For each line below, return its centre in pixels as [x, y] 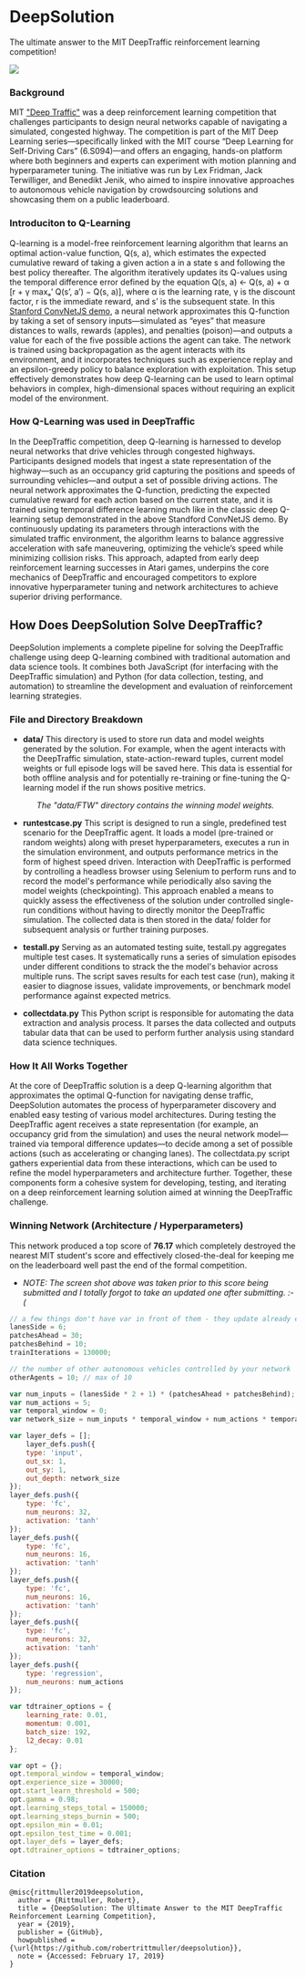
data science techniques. [70, 1042]
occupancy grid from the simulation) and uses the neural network [132, 1134]
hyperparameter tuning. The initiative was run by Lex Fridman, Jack [136, 171]
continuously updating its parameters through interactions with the [134, 528]
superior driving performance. [66, 596]
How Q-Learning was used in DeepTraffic [102, 421]
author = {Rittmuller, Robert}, [79, 1900]
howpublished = [46, 1941]
